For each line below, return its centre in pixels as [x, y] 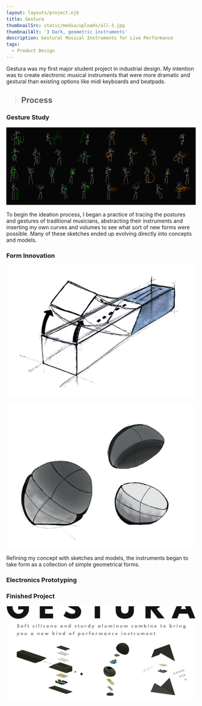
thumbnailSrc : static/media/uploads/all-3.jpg [66, 25]
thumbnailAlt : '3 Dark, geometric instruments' [67, 32]
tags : [13, 45]
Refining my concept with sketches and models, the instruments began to [97, 558]
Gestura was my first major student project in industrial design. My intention [100, 69]
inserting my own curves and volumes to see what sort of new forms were [98, 227]
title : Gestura [25, 19]
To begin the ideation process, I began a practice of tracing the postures [96, 214]
